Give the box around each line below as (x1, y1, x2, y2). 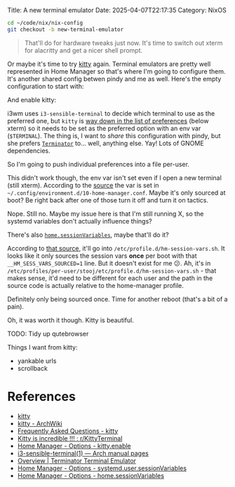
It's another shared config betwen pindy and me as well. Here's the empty (7, 74, 222, 83)
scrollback (17, 364, 48, 372)
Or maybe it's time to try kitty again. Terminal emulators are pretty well (7, 60, 211, 68)
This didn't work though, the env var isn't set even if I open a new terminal (7, 173, 222, 181)
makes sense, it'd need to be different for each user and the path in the (7, 273, 213, 282)
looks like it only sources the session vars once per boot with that (7, 252, 198, 260)
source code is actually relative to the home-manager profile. (7, 281, 184, 289)
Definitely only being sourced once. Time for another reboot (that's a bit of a (7, 294, 228, 303)
